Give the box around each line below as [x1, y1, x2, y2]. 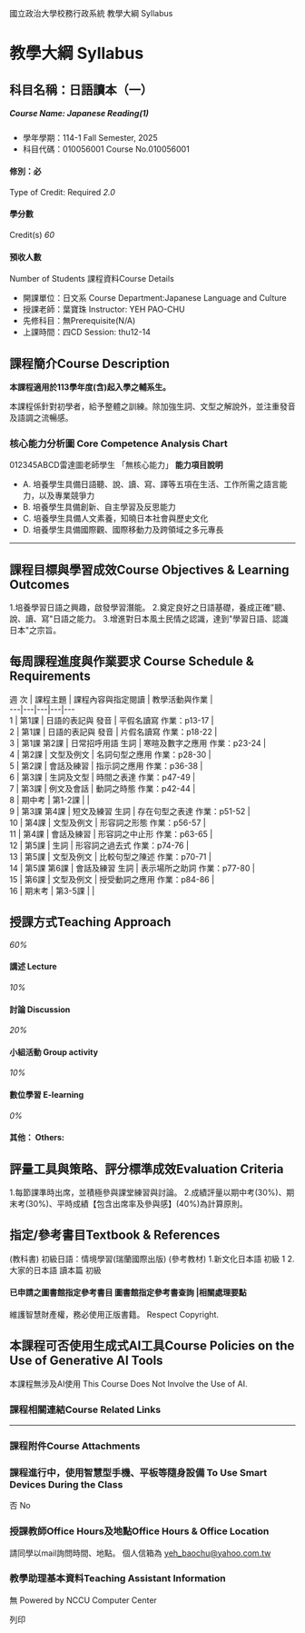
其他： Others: [9, 1132, 65, 1143]
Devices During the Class [9, 1478, 123, 1490]
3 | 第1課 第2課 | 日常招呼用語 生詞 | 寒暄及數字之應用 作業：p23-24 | [9, 737, 266, 748]
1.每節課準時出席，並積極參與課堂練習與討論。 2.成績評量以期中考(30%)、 [9, 1187, 287, 1198]
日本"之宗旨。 [9, 625, 62, 636]
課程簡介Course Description [9, 355, 170, 371]
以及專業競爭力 [38, 490, 95, 502]
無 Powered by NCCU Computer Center [9, 1594, 157, 1606]
